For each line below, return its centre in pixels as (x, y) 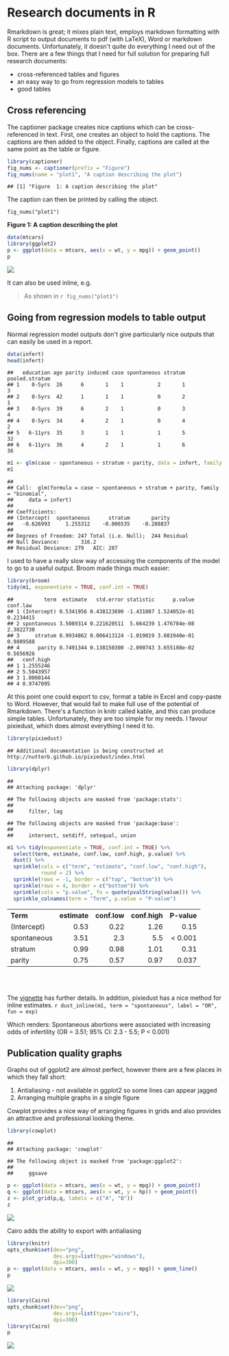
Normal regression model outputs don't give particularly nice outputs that (111, 334)
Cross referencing (47, 110)
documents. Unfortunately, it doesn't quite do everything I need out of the (111, 46)
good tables (34, 89)
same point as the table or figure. (54, 149)
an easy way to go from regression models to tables (91, 81)
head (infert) (26, 360)
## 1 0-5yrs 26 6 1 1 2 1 (96, 385)
